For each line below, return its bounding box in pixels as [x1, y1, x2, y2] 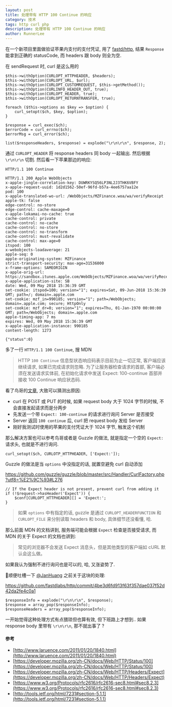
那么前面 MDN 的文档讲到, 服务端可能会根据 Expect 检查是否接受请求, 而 [5, 527, 157, 533]
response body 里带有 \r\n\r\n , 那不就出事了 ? [5, 623, 105, 629]
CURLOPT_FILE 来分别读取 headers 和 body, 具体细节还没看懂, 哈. [17, 516, 153, 522]
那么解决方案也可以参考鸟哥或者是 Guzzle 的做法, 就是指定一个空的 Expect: [5, 435, 164, 440]
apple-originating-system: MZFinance [5, 256, 86, 261]
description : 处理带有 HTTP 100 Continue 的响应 [5, 27, 106, 32]
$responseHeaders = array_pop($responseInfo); [5, 607, 106, 612]
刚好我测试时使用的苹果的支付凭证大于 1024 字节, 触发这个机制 [12, 424, 145, 430]
